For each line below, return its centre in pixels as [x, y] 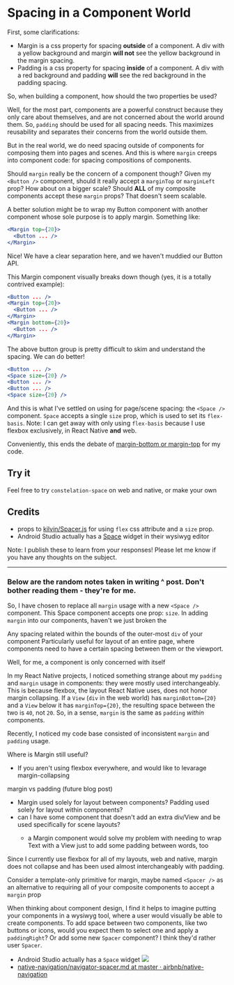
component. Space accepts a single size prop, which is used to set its [107, 416]
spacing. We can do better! [46, 356]
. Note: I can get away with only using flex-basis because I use [114, 424]
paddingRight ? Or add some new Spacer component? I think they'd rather [111, 938]
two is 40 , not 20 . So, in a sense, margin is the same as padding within [106, 713]
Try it [19, 473]
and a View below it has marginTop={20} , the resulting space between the [111, 705]
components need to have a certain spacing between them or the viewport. [116, 649]
